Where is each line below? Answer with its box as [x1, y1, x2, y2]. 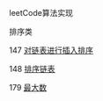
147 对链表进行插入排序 [9, 45, 94, 55]
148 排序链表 [9, 64, 55, 74]
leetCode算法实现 [9, 8, 73, 18]
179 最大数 [9, 83, 48, 92]
